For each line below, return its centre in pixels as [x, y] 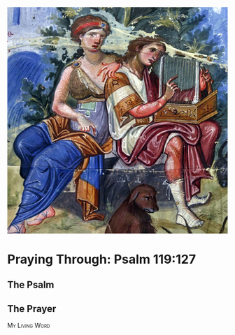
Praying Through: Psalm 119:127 [102, 259]
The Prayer [32, 309]
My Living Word [29, 326]
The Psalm [31, 285]
